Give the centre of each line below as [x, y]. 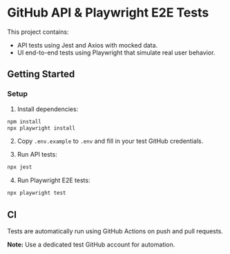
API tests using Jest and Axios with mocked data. [87, 45]
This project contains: [38, 32]
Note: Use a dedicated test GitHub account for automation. [91, 244]
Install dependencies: [48, 109]
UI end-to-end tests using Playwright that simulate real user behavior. [116, 52]
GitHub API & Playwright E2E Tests [108, 13]
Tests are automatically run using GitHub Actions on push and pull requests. [115, 231]
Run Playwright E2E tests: [54, 180]
